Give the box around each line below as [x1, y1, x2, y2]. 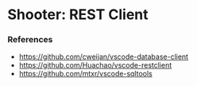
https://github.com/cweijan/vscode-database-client [18, 52, 188, 61]
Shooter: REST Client [7, 6, 149, 24]
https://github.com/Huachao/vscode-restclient [18, 61, 172, 70]
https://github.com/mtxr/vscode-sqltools [18, 69, 153, 79]
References [7, 34, 53, 45]
